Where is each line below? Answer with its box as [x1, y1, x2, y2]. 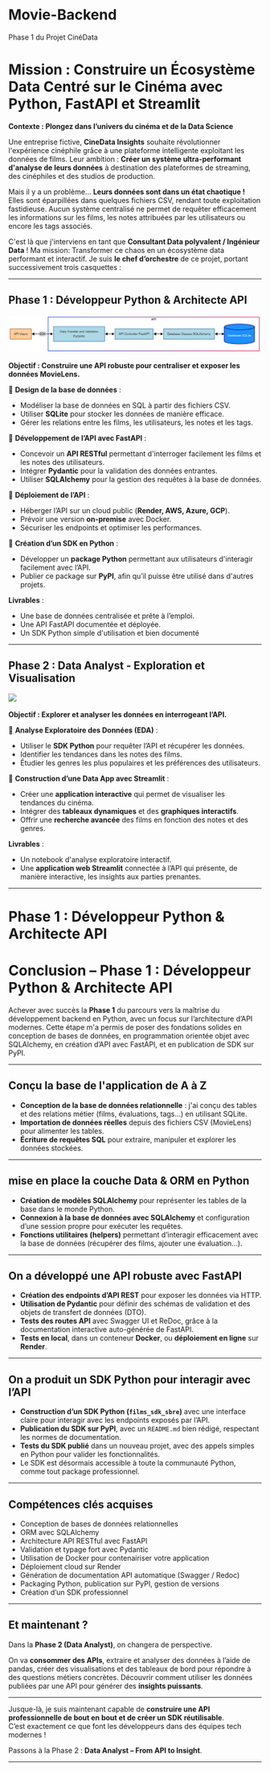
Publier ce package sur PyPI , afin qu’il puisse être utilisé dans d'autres [19, 571, 254, 581]
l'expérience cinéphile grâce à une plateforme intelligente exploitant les [8, 145, 245, 155]
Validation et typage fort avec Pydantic [19, 1545, 149, 1554]
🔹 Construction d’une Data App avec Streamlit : [8, 774, 170, 783]
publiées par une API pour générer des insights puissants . [8, 1681, 203, 1690]
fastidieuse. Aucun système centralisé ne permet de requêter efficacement [8, 204, 257, 214]
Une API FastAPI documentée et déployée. [19, 620, 162, 629]
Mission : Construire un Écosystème [8, 60, 256, 79]
